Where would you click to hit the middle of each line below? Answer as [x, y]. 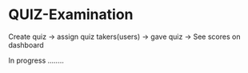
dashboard [26, 44]
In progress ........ [36, 60]
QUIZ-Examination [71, 15]
